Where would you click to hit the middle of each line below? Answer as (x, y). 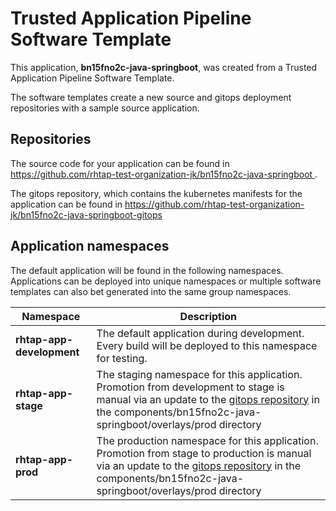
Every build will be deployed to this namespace (207, 345)
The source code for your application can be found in (120, 163)
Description (208, 316)
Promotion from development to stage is (190, 387)
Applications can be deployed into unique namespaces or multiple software (166, 281)
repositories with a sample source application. (105, 108)
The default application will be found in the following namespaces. (147, 270)
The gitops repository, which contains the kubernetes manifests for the (156, 193)
